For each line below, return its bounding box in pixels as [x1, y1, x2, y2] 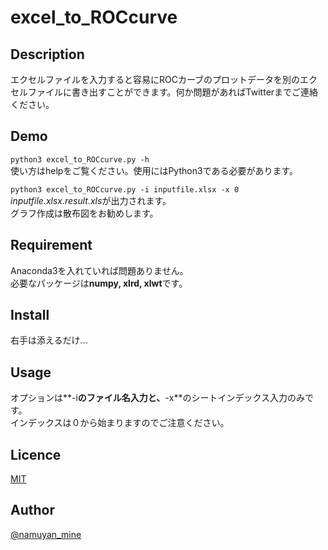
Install [10, 307, 50, 324]
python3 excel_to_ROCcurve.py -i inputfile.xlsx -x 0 [10, 184, 240, 195]
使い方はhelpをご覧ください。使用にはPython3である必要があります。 [10, 164, 299, 176]
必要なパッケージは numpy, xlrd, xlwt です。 [10, 277, 188, 289]
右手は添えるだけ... [10, 334, 88, 346]
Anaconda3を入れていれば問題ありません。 [10, 264, 189, 276]
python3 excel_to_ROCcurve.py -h [10, 154, 150, 165]
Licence [10, 446, 62, 463]
